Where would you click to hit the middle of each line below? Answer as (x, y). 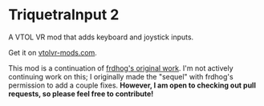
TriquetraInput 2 (64, 15)
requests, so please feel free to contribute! (81, 93)
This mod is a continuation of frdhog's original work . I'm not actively (121, 68)
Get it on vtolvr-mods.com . (53, 52)
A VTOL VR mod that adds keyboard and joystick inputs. (101, 37)
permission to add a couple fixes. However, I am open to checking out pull (132, 85)
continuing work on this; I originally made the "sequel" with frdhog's (121, 76)
